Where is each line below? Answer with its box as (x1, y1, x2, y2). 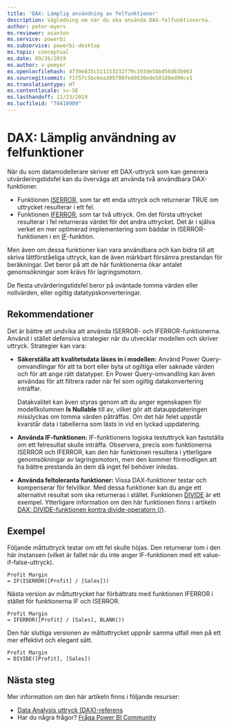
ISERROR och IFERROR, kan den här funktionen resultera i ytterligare (17, 447, 212, 456)
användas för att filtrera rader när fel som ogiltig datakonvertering (17, 377, 204, 385)
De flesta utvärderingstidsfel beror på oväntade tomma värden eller (7, 281, 199, 289)
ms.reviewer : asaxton (7, 29, 70, 37)
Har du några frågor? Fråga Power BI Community (17, 713, 157, 722)
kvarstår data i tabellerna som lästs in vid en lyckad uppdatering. (17, 420, 201, 428)
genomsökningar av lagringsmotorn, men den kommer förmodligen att (17, 455, 217, 463)
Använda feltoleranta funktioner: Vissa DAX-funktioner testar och (17, 476, 207, 484)
